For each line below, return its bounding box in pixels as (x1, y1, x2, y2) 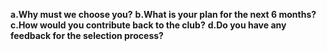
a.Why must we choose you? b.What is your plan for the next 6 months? (10, 9, 317, 20)
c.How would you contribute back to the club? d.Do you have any (10, 19, 287, 31)
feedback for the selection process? (10, 30, 164, 41)
